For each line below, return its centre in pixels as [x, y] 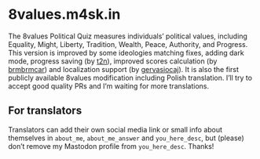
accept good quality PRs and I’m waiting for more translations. [109, 86]
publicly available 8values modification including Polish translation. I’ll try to [130, 78]
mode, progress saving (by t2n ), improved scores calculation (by [113, 61]
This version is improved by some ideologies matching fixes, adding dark [126, 52]
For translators [45, 111]
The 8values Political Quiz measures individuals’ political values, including [128, 36]
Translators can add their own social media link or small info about [115, 129]
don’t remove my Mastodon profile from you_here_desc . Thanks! [111, 146]
